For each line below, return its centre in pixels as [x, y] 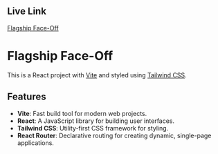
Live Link [27, 11]
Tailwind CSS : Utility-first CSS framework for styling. [93, 128]
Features [27, 97]
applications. [35, 143]
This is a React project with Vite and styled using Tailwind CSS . [97, 75]
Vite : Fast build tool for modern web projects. [82, 113]
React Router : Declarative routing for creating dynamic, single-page [114, 135]
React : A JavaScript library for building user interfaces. [96, 121]
